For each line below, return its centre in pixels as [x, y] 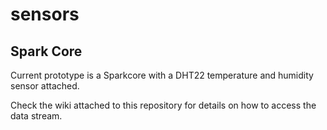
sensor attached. [45, 86]
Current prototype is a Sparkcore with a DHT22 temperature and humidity [162, 75]
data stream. [36, 116]
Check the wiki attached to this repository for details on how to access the [163, 105]
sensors [45, 14]
